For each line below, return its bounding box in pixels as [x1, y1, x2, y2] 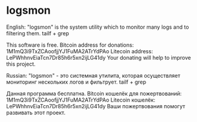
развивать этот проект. [6, 109, 66, 116]
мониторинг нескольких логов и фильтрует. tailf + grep [6, 78, 147, 86]
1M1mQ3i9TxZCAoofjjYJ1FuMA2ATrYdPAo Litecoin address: [6, 47, 153, 54]
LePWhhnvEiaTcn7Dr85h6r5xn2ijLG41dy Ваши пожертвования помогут [6, 102, 186, 109]
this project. [6, 60, 36, 68]
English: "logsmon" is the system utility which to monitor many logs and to [6, 23, 189, 30]
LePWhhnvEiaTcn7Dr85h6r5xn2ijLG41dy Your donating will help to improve [6, 54, 192, 61]
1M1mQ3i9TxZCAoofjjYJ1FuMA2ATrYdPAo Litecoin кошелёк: [6, 96, 156, 103]
